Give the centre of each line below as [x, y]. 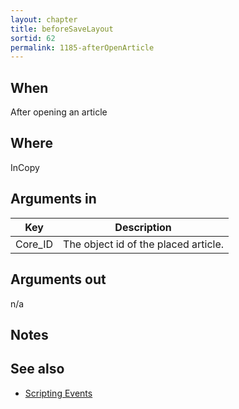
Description [143, 227]
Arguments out [58, 279]
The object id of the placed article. [144, 244]
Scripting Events [58, 393]
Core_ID [34, 244]
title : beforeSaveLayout [62, 29]
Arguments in [53, 199]
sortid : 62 [33, 38]
